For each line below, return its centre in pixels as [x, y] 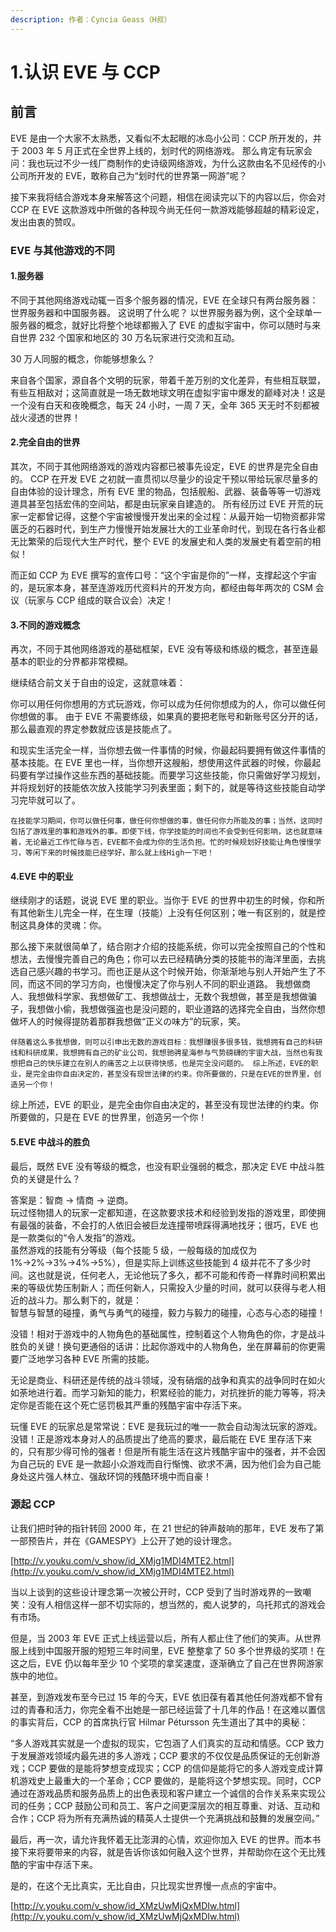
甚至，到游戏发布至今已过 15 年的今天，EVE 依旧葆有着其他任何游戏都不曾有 [167, 1697]
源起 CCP [33, 1504]
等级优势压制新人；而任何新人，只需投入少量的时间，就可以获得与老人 [172, 1287]
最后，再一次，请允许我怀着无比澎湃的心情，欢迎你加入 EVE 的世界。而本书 [166, 1839]
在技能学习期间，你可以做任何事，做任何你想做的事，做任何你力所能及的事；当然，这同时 [166, 821]
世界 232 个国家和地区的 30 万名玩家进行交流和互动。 [129, 337]
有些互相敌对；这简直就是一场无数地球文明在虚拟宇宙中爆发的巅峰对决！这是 [168, 392]
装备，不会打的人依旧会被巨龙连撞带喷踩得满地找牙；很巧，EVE [176, 1225]
